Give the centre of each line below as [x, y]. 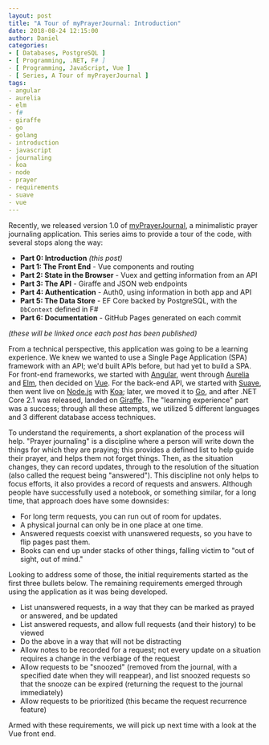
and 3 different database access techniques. [82, 417]
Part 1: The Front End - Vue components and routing [107, 267]
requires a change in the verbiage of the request [100, 658]
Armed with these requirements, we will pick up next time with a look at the [132, 725]
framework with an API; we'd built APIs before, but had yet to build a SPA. [130, 365]
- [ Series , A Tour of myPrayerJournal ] [79, 75]
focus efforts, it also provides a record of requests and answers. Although [130, 483]
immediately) [41, 692]
